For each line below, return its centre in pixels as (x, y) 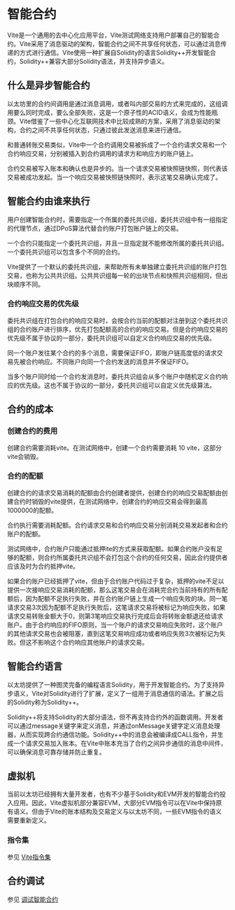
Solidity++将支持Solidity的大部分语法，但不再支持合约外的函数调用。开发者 (115, 717)
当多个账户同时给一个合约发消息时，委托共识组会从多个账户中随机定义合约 (114, 376)
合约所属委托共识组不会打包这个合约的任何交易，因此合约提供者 (136, 557)
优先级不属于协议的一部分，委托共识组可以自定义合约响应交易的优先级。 (111, 338)
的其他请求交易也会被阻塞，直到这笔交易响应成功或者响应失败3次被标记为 (113, 633)
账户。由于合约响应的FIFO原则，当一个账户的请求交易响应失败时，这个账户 (115, 625)
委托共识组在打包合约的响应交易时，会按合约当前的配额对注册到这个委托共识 (117, 320)
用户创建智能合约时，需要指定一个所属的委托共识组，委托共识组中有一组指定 (117, 219)
